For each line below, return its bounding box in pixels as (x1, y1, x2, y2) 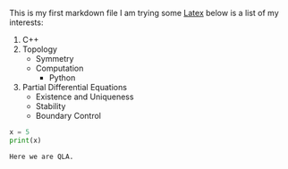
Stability (35, 101, 66, 111)
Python (48, 72, 76, 83)
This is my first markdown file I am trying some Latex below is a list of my (9, 8, 279, 18)
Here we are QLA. (9, 152, 74, 161)
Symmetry (35, 54, 74, 63)
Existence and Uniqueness (35, 91, 134, 102)
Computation (35, 63, 84, 73)
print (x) (9, 136, 42, 145)
